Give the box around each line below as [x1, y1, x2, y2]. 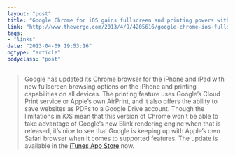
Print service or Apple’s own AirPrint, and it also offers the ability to [24, 97, 218, 105]
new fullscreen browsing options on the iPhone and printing [24, 82, 197, 91]
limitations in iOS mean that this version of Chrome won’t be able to [24, 112, 219, 120]
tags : [7, 29, 23, 37]
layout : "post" [7, 10, 52, 17]
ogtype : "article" [7, 50, 61, 57]
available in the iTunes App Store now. [24, 141, 135, 150]
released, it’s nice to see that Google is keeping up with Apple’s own [24, 126, 220, 135]
